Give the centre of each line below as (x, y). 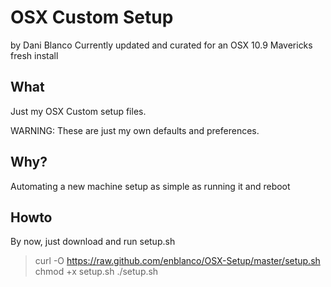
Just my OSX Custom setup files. (78, 111)
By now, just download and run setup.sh (93, 242)
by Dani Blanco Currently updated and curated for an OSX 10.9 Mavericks (161, 45)
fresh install (34, 55)
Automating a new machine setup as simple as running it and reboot (150, 186)
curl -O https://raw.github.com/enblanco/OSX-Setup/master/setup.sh (177, 261)
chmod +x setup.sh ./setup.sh (96, 272)
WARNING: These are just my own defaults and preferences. (135, 130)
